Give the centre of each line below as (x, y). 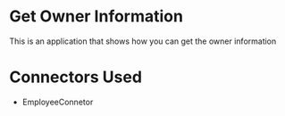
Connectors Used (76, 77)
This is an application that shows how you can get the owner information (143, 41)
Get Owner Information (96, 17)
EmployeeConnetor (58, 102)
